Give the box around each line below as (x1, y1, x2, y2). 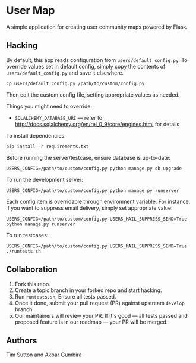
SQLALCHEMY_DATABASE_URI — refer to (14, 114, 103, 121)
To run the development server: (6, 176, 83, 183)
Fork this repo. (14, 280, 50, 287)
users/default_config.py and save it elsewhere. (6, 69, 124, 76)
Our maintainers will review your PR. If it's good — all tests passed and (14, 312, 188, 319)
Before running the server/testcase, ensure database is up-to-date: (6, 154, 171, 161)
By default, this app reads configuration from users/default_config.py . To (6, 56, 188, 63)
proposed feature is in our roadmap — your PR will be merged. (14, 318, 168, 325)
